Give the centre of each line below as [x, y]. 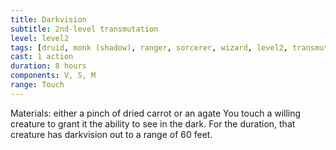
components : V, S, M [53, 76]
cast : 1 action [42, 57]
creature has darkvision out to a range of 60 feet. [111, 134]
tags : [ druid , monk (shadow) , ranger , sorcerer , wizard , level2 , [149, 47]
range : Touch [37, 85]
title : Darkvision [48, 19]
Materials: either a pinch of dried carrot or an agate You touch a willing [156, 113]
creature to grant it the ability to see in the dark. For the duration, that [153, 123]
